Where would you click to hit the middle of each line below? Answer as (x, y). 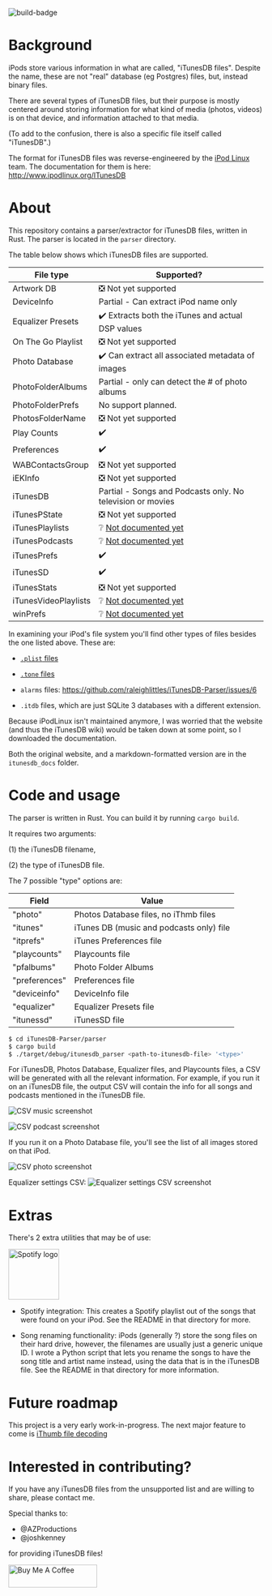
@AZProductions (49, 1529)
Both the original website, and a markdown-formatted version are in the (127, 753)
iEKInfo (26, 478)
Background (50, 45)
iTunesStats (35, 587)
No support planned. (138, 405)
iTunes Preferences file (118, 941)
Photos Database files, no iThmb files (145, 914)
